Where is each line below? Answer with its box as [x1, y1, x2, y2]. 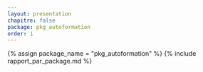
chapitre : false [7, 17, 56, 24]
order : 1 [7, 30, 33, 37]
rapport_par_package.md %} [7, 57, 93, 66]
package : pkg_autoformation [7, 23, 91, 30]
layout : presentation [7, 10, 72, 18]
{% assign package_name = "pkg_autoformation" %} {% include [7, 49, 197, 58]
